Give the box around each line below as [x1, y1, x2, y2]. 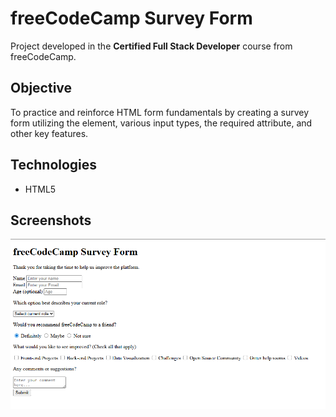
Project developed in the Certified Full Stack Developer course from [10, 40, 293, 52]
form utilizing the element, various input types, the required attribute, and [10, 117, 313, 129]
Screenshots [10, 212, 92, 229]
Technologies [10, 157, 98, 174]
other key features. [10, 127, 89, 139]
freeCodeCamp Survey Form [10, 7, 253, 30]
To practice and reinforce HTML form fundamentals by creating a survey [10, 106, 310, 118]
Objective [10, 80, 73, 97]
